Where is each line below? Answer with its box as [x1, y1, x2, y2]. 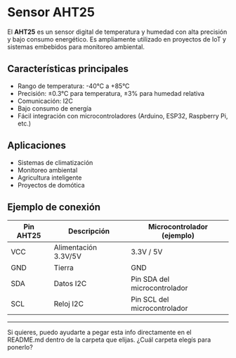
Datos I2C [53, 279, 87, 289]
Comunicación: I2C [17, 97, 74, 105]
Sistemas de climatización [17, 158, 93, 166]
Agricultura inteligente [17, 173, 82, 182]
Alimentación [53, 242, 97, 252]
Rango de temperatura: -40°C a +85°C [17, 82, 130, 90]
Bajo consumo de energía [17, 104, 92, 113]
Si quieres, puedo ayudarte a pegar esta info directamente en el [7, 328, 192, 337]
